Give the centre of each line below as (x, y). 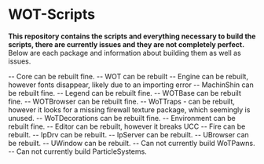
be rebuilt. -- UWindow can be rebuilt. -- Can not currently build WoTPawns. (132, 143)
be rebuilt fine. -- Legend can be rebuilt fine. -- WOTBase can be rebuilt (125, 93)
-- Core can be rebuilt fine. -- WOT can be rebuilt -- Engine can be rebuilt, (128, 76)
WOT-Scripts (52, 15)
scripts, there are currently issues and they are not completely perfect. (126, 44)
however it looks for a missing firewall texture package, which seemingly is (129, 109)
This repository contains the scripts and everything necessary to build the (132, 36)
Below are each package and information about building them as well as (125, 53)
